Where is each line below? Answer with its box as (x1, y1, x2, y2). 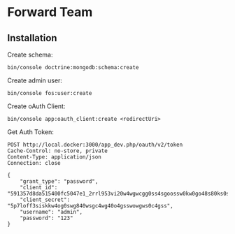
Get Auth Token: (7, 128, 55, 136)
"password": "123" (20, 214, 73, 221)
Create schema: (7, 50, 53, 59)
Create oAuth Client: (7, 102, 66, 110)
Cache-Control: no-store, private (7, 147, 108, 154)
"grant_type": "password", (20, 178, 99, 185)
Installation (7, 32, 57, 44)
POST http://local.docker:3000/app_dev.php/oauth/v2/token (7, 141, 183, 148)
